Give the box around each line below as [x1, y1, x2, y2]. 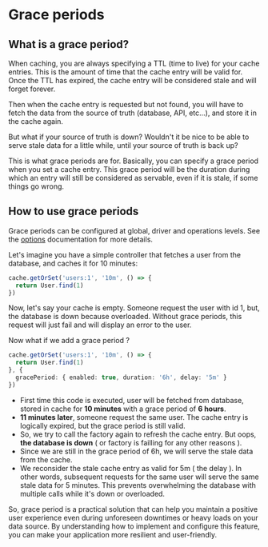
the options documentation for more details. [8, 234, 154, 244]
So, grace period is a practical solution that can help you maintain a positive [8, 504, 258, 513]
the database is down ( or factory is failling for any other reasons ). [19, 437, 242, 447]
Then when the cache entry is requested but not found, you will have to [8, 100, 244, 109]
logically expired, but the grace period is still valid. [19, 421, 186, 430]
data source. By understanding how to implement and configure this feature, [8, 521, 260, 531]
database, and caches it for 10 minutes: [8, 258, 138, 268]
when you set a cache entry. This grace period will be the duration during [8, 165, 250, 174]
